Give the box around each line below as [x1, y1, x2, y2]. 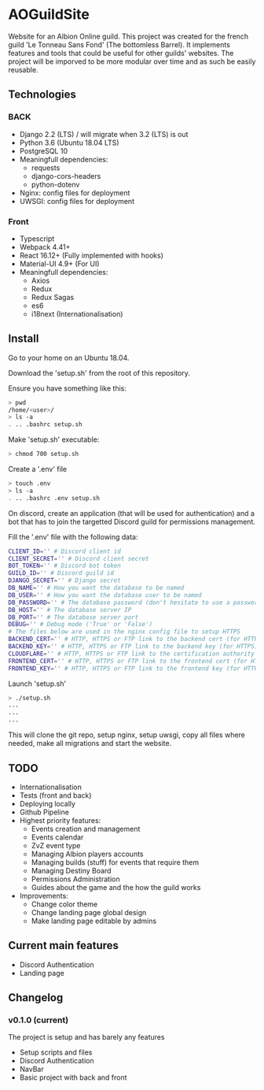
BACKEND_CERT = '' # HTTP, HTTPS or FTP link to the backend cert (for [8, 636, 241, 643]
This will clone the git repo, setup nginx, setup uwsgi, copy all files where [8, 730, 246, 740]
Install [8, 332, 39, 346]
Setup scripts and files [19, 1047, 93, 1057]
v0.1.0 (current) [8, 1014, 69, 1025]
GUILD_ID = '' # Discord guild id [8, 569, 114, 577]
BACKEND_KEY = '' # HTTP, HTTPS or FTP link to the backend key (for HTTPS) [8, 643, 258, 651]
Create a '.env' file [8, 465, 68, 474]
